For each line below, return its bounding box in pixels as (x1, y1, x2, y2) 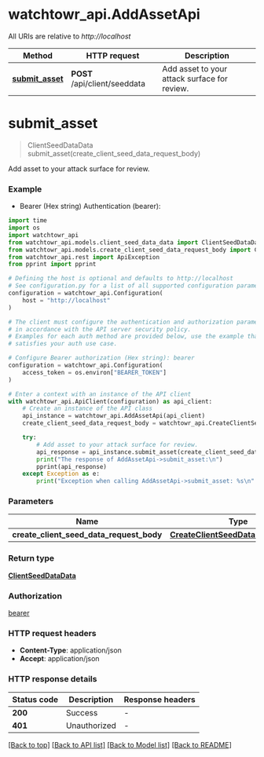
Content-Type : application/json (19, 645, 122, 655)
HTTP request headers (8, 627, 97, 638)
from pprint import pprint (8, 261, 97, 269)
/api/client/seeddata (71, 78, 145, 89)
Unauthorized (65, 720, 116, 731)
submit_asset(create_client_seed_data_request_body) (27, 148, 201, 158)
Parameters (8, 496, 53, 507)
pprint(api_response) (36, 463, 108, 470)
